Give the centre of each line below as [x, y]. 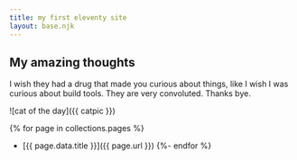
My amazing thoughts [72, 62]
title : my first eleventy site [68, 18]
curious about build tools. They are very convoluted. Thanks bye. [130, 93]
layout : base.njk [42, 26]
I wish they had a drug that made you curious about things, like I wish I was [149, 84]
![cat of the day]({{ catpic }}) [62, 111]
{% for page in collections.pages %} [77, 129]
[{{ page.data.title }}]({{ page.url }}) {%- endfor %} [117, 146]
